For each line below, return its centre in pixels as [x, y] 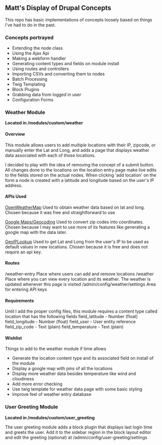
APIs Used [16, 196]
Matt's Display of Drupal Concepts [58, 8]
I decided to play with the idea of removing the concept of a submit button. [80, 164]
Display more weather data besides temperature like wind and [74, 374]
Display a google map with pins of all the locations [62, 369]
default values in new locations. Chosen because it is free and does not [76, 247]
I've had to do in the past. [31, 25]
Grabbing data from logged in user [47, 95]
